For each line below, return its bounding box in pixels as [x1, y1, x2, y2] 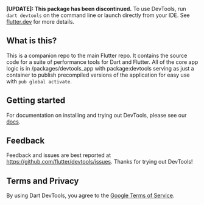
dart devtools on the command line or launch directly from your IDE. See [6, 12, 190, 19]
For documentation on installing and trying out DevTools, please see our [6, 111, 187, 119]
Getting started [6, 96, 66, 106]
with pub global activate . [6, 77, 72, 85]
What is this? [6, 36, 57, 46]
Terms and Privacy [6, 176, 79, 186]
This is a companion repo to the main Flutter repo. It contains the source [6, 52, 188, 59]
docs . [6, 118, 21, 125]
